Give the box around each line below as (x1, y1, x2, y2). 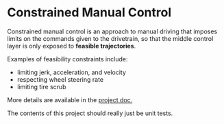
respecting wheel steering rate (16, 75, 104, 83)
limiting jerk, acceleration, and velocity (16, 68, 127, 76)
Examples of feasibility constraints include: (7, 55, 128, 63)
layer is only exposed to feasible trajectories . (7, 42, 136, 50)
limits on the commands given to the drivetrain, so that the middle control (7, 34, 214, 42)
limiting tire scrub (16, 82, 66, 91)
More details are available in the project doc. (7, 95, 133, 104)
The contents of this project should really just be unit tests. (7, 109, 173, 117)
